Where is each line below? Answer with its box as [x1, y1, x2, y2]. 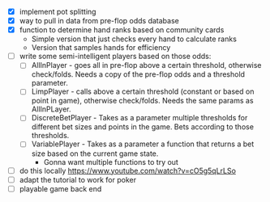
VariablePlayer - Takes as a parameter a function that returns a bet [31, 139, 255, 149]
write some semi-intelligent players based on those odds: [19, 52, 212, 61]
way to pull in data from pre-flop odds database [19, 16, 179, 26]
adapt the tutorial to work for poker [19, 175, 137, 184]
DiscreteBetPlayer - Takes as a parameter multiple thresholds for [31, 113, 248, 123]
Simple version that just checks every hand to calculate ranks [31, 34, 237, 44]
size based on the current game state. [31, 149, 159, 158]
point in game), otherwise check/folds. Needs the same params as [31, 96, 254, 106]
